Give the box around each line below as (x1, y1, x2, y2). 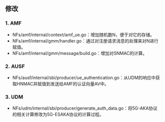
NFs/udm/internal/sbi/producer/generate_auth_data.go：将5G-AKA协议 (12, 105, 158, 111)
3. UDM (5, 93, 24, 100)
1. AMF (5, 20, 22, 27)
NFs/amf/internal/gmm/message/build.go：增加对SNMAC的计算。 (12, 50, 147, 56)
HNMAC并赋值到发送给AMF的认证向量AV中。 (16, 81, 109, 86)
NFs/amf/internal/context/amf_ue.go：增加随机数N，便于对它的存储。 (12, 32, 155, 38)
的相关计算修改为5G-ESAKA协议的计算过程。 (12, 112, 104, 118)
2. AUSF (5, 63, 25, 70)
